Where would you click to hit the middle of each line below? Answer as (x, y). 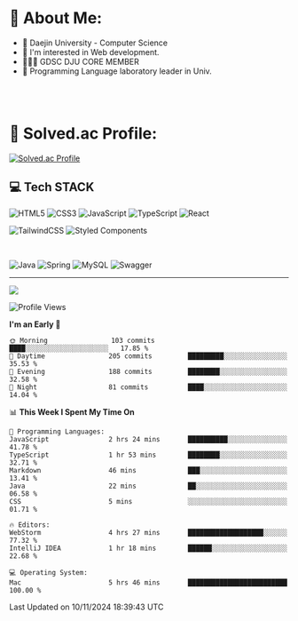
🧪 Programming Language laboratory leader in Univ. (117, 71)
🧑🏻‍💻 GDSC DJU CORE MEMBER (81, 61)
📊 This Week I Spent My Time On (72, 411)
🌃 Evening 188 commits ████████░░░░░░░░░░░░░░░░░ (149, 371)
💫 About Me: (56, 18)
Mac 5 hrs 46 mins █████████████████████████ (149, 582)
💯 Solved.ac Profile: (83, 134)
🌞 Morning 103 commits (82, 340)
